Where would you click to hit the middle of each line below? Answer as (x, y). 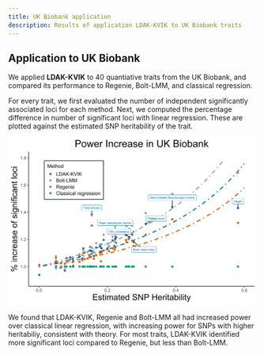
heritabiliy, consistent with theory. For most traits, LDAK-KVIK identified (124, 334)
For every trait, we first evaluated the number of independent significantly (128, 101)
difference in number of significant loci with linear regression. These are (126, 118)
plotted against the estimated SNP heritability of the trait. (101, 126)
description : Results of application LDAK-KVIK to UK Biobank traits (125, 25)
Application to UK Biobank (74, 58)
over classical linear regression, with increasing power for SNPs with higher (131, 326)
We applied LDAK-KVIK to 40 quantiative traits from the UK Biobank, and (127, 77)
